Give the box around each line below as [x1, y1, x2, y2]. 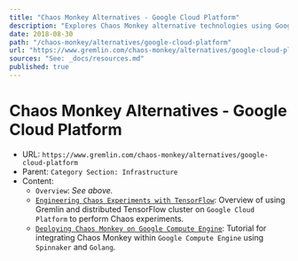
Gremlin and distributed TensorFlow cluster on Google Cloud [35, 203, 255, 214]
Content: [21, 175, 55, 186]
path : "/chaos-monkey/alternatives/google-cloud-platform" [9, 37, 232, 47]
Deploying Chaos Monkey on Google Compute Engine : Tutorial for [35, 223, 267, 233]
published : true [9, 63, 69, 72]
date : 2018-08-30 [9, 29, 74, 38]
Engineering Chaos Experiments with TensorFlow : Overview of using [35, 194, 286, 205]
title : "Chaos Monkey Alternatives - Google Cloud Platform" [9, 12, 240, 22]
